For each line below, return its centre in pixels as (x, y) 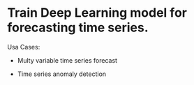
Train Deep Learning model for (97, 13)
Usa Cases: (24, 47)
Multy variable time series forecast (67, 60)
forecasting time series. (78, 28)
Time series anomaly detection (62, 74)
